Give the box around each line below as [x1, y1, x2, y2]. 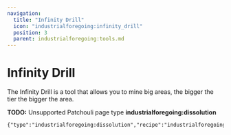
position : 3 [13, 29, 48, 36]
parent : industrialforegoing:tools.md [13, 36, 125, 42]
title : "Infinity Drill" [13, 16, 85, 23]
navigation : [7, 10, 41, 17]
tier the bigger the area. [7, 95, 74, 103]
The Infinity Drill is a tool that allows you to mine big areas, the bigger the [7, 88, 214, 96]
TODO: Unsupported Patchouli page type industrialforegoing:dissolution [7, 108, 217, 116]
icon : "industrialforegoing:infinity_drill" [13, 23, 143, 29]
